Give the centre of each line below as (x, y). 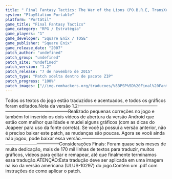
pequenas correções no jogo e (122, 111)
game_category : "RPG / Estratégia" (43, 29)
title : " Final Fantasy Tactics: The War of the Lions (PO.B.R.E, (78, 10)
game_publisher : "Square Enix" (39, 43)
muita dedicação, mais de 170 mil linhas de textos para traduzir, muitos (80, 149)
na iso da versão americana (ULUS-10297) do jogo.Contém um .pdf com (81, 165)
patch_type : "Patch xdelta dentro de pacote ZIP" (59, 76)
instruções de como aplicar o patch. (43, 171)
